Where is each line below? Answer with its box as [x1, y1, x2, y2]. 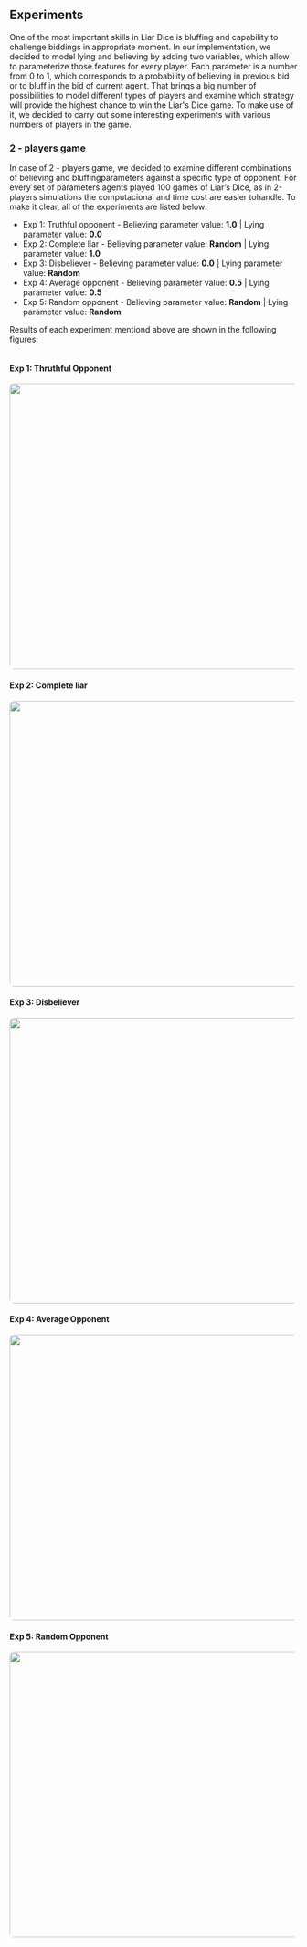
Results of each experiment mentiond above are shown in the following [9, 324, 277, 335]
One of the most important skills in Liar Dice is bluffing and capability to [9, 31, 279, 42]
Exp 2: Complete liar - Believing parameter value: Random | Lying [22, 238, 270, 249]
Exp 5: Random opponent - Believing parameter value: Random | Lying [22, 297, 289, 308]
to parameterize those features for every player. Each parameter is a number [9, 60, 298, 71]
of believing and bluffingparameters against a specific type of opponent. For [9, 173, 297, 184]
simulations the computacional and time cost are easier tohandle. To [38, 192, 296, 203]
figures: [9, 333, 39, 345]
